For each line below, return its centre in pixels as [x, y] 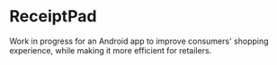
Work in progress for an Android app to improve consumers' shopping [139, 41]
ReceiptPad [53, 16]
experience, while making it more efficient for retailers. [111, 50]
